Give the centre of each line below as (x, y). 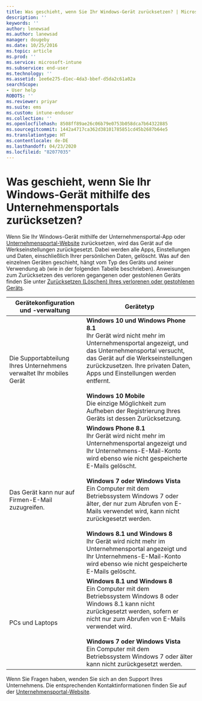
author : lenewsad (28, 29)
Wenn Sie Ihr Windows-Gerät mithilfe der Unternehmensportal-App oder (96, 237)
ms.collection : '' (29, 118)
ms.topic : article (29, 51)
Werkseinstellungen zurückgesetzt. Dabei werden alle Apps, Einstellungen (98, 250)
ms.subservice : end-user (37, 68)
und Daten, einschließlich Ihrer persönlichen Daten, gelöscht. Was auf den (98, 256)
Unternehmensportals (63, 207)
